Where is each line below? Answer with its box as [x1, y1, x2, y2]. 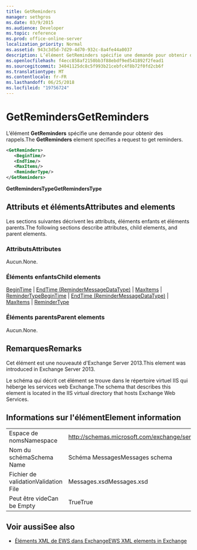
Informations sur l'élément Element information [6, 412, 182, 423]
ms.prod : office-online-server [6, 36, 83, 42]
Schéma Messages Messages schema [68, 453, 173, 461]
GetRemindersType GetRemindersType [6, 185, 102, 193]
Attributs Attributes [6, 245, 62, 253]
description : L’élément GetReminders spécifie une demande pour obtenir [6, 52, 188, 58]
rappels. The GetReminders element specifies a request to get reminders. [6, 136, 184, 143]
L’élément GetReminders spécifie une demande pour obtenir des [6, 130, 164, 137]
